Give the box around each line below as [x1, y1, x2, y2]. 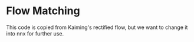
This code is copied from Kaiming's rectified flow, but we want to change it [6, 24, 188, 31]
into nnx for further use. [6, 30, 64, 37]
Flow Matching [6, 4, 81, 18]
